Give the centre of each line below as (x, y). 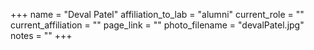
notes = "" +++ (41, 35)
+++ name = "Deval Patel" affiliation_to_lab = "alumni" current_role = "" (157, 14)
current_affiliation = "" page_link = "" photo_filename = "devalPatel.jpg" (157, 25)
